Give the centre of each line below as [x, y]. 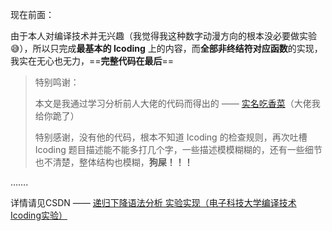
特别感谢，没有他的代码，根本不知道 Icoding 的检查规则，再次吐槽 [171, 137]
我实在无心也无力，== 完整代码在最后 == [92, 61]
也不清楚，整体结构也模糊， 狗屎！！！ [113, 162]
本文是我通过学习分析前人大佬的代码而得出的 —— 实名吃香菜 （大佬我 [177, 103]
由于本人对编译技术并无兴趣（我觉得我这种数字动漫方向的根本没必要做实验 [163, 36]
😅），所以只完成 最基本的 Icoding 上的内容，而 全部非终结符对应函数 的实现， [166, 48]
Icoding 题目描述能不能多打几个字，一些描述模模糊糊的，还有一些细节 [178, 149]
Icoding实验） [39, 215]
